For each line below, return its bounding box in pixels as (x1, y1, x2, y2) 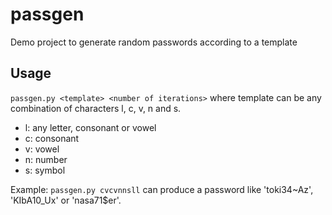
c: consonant (24, 132, 80, 144)
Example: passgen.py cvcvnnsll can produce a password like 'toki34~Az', (10, 183, 314, 195)
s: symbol (24, 164, 66, 176)
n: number (24, 153, 68, 165)
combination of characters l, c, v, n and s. (10, 102, 182, 114)
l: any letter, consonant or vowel (24, 121, 157, 133)
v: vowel (24, 143, 60, 155)
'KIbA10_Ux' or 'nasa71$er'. (10, 194, 122, 206)
